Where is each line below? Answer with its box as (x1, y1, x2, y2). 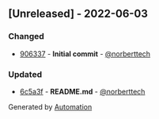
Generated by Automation (8, 102, 93, 111)
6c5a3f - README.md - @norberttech (19, 86, 146, 96)
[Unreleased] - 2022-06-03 (8, 7, 149, 21)
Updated (8, 68, 42, 79)
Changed (8, 31, 45, 42)
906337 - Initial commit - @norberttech (19, 48, 151, 59)
